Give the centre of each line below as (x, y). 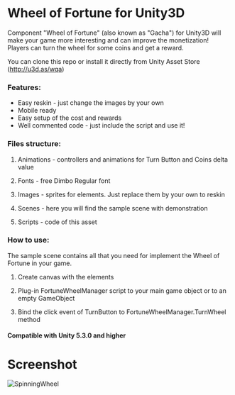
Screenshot (42, 364)
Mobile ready (37, 111)
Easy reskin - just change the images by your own (91, 103)
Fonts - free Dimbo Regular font (64, 180)
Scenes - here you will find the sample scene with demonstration (113, 208)
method (29, 319)
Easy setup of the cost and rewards (70, 118)
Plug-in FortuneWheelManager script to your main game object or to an (122, 290)
